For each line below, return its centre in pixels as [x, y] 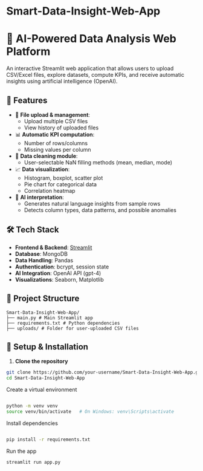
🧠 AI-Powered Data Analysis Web [91, 39]
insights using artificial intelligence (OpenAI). [62, 81]
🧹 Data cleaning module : [46, 156]
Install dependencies [32, 423]
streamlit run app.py [34, 462]
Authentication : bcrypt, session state [62, 267]
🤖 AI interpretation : [40, 197]
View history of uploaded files [61, 128]
